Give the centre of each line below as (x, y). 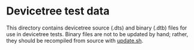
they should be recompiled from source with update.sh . (75, 40)
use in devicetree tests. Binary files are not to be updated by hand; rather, (97, 34)
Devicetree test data (58, 11)
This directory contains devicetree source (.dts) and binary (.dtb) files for (97, 28)
